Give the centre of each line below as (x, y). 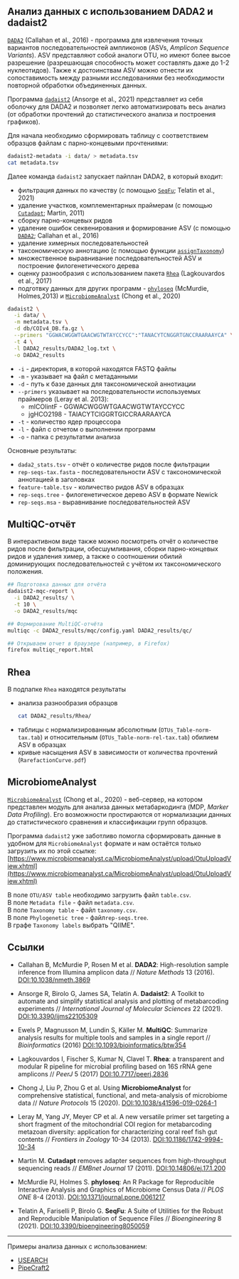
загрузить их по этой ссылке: (52, 851)
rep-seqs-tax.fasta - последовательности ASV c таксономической (119, 471)
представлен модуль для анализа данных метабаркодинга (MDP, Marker (118, 807)
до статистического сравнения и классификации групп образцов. (108, 822)
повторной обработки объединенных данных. (77, 85)
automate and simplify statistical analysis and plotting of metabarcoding (123, 1001)
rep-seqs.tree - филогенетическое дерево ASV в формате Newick (118, 494)
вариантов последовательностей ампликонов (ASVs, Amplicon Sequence (118, 47)
